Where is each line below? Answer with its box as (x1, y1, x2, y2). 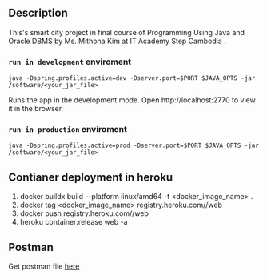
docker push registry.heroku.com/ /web (19, 209, 149, 218)
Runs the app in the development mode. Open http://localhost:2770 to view (8, 95, 256, 105)
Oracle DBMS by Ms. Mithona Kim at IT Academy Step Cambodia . (8, 36, 226, 46)
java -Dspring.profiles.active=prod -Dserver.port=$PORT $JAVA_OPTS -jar (8, 141, 260, 150)
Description (8, 6, 68, 20)
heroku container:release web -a (19, 217, 128, 227)
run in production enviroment (8, 124, 128, 135)
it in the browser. (8, 104, 64, 114)
